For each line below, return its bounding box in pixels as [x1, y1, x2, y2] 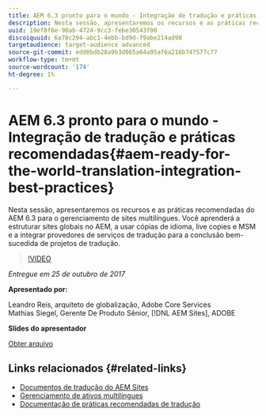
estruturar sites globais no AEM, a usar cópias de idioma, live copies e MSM [8, 221, 256, 231]
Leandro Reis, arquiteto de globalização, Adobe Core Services [8, 300, 211, 309]
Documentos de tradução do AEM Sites [19, 383, 149, 392]
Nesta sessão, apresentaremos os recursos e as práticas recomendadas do [8, 205, 255, 214]
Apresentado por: [8, 284, 68, 293]
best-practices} [8, 179, 115, 196]
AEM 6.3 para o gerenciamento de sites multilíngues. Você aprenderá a [8, 213, 240, 222]
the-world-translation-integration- [8, 161, 241, 180]
